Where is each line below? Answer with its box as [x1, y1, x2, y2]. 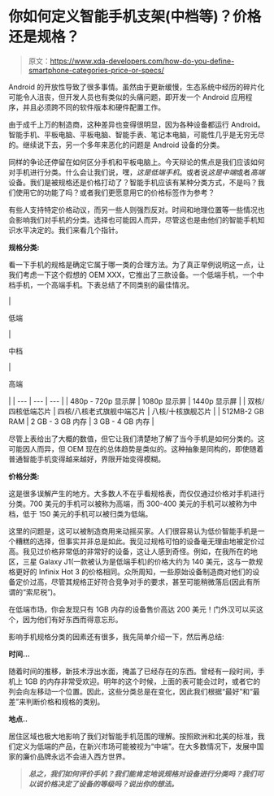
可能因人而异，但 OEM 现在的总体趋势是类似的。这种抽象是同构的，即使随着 [8, 443, 264, 453]
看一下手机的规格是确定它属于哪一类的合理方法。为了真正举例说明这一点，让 [8, 259, 265, 269]
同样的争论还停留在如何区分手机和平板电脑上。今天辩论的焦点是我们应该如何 [8, 157, 265, 167]
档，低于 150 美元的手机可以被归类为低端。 [8, 508, 153, 518]
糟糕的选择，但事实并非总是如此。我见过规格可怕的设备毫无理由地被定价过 [15, 536, 265, 546]
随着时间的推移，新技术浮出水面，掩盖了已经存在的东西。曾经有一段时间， [8, 666, 258, 676]
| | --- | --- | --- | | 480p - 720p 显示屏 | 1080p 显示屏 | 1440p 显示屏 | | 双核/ [8, 396, 265, 406]
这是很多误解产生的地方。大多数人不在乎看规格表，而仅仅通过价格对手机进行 [8, 488, 265, 498]
